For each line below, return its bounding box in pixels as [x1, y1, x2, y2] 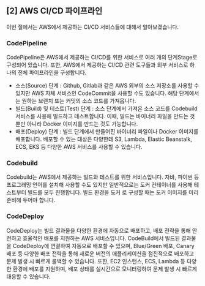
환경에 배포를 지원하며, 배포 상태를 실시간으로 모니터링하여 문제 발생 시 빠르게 [12, 265, 198, 273]
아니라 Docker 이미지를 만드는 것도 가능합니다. [26, 120, 138, 127]
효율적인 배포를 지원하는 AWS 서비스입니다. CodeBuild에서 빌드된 [22, 235, 181, 242]
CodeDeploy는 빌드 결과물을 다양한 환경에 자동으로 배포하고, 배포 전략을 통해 [6, 227, 191, 234]
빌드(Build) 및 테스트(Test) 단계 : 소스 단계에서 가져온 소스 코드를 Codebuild [15, 105, 198, 112]
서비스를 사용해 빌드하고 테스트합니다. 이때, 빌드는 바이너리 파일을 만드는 [15, 113, 188, 120]
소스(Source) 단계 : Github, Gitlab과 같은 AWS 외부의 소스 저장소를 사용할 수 [15, 82, 199, 89]
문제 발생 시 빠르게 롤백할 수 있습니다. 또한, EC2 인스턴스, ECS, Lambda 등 [6, 257, 185, 265]
